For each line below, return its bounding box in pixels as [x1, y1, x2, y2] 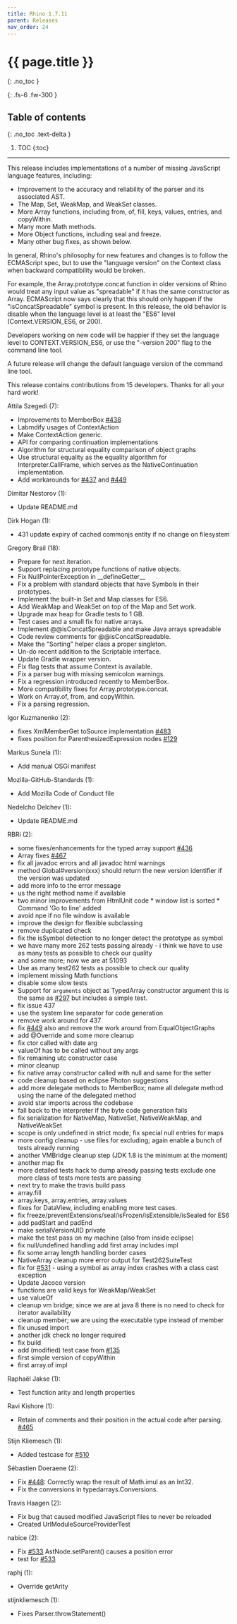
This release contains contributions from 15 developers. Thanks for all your [7, 381, 225, 389]
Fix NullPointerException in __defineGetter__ [17, 573, 146, 581]
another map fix [17, 1159, 64, 1167]
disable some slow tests [17, 979, 88, 987]
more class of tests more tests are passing [17, 1173, 141, 1182]
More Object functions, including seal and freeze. [17, 230, 162, 238]
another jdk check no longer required [17, 1331, 126, 1340]
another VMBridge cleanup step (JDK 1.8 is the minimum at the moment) [17, 1151, 228, 1160]
